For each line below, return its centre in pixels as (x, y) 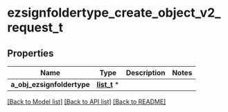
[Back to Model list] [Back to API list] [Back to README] (87, 102)
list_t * (108, 85)
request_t (35, 27)
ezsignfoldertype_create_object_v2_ (114, 13)
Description (146, 73)
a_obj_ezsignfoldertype (50, 85)
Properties (30, 53)
